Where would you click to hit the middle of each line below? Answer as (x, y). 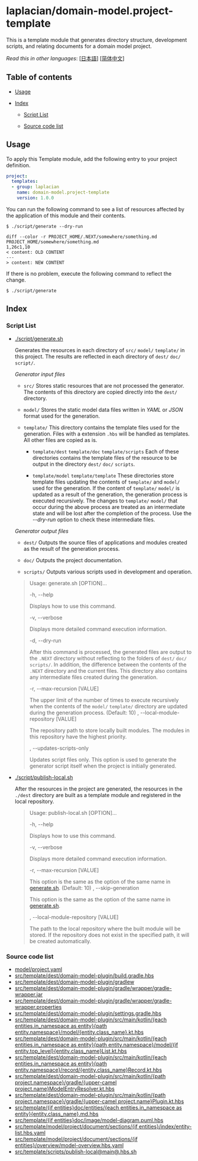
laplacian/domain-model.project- (90, 11)
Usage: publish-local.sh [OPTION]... (73, 812)
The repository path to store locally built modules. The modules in (110, 730)
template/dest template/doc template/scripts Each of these (106, 451)
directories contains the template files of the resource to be (105, 457)
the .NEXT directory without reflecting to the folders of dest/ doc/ (108, 658)
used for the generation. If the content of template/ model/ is (106, 488)
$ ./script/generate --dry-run (45, 226)
